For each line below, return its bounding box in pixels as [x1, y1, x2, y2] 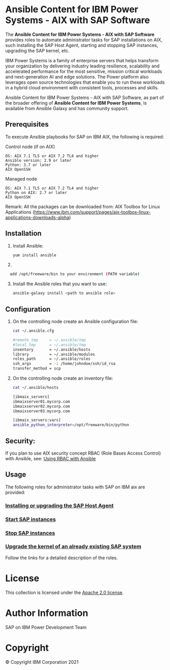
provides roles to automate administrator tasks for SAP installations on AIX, [5, 37, 163, 43]
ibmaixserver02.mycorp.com [12, 404, 70, 409]
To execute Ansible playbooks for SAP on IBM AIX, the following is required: [5, 134, 164, 140]
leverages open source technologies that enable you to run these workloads [5, 79, 165, 85]
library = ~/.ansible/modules [12, 352, 95, 357]
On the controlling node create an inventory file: [12, 375, 114, 381]
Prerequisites [5, 120, 49, 129]
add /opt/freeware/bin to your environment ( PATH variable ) [10, 271, 140, 277]
